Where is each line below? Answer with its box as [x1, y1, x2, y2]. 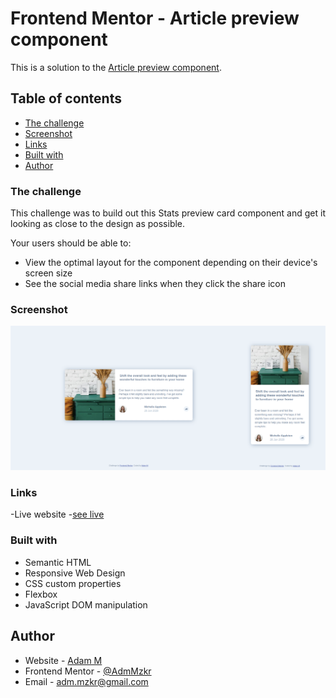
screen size [24, 267, 73, 279]
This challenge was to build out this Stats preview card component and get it [10, 207, 326, 219]
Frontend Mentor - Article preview [10, 7, 300, 30]
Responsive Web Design [24, 567, 126, 579]
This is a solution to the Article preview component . [10, 61, 222, 73]
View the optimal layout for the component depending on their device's [24, 257, 318, 269]
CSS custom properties [24, 577, 122, 589]
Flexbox [24, 588, 58, 600]
